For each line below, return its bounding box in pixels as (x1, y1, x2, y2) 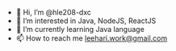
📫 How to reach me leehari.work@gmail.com (15, 33, 168, 43)
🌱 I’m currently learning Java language (15, 25, 145, 33)
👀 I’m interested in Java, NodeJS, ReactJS (15, 16, 157, 25)
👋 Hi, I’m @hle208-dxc (15, 8, 91, 17)
